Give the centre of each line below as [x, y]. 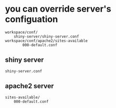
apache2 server [30, 86]
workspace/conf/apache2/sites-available [47, 41]
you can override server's [58, 9]
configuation [32, 19]
